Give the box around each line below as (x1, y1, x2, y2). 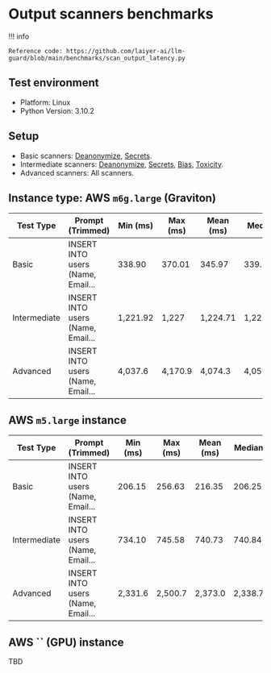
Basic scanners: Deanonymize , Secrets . (19, 151, 152, 160)
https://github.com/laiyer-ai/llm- (65, 47, 186, 55)
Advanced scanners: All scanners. (19, 168, 135, 177)
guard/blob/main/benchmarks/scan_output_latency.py (8, 54, 186, 62)
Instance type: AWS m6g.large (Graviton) (8, 191, 216, 205)
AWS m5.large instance (8, 413, 127, 427)
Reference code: (8, 47, 63, 55)
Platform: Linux (19, 98, 71, 107)
